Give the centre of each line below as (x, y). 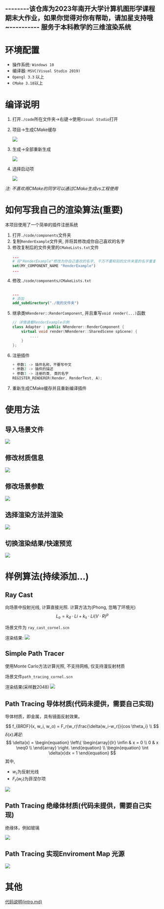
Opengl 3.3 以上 (28, 77)
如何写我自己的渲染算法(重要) (64, 210)
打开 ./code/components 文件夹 (42, 235)
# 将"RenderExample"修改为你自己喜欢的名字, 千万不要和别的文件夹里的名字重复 (84, 262)
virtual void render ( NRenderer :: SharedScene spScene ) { (79, 332)
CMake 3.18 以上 (27, 83)
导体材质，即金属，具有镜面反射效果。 (44, 717)
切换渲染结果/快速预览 (39, 543)
